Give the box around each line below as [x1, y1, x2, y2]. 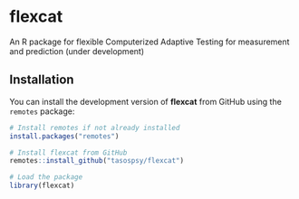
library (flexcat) [9, 181, 75, 191]
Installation [9, 72, 74, 88]
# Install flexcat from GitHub [9, 147, 128, 157]
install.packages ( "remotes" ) [9, 131, 120, 141]
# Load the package [9, 173, 83, 182]
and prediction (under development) [9, 45, 145, 56]
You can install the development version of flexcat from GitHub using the [9, 96, 283, 107]
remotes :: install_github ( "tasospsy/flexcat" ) [9, 156, 184, 166]
